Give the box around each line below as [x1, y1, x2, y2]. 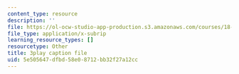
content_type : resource [7, 10, 78, 18]
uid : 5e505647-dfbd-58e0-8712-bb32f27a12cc [7, 56, 139, 63]
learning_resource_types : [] [7, 37, 94, 44]
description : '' [7, 17, 55, 24]
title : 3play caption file [7, 50, 87, 57]
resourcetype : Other [7, 43, 69, 50]
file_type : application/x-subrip [7, 30, 107, 37]
